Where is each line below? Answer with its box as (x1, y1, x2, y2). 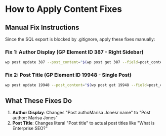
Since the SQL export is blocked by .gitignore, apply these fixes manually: (5, 36, 155, 42)
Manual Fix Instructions (5, 23, 80, 32)
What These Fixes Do (5, 96, 72, 105)
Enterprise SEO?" (12, 125, 48, 132)
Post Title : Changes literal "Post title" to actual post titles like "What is (12, 120, 155, 126)
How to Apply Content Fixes (5, 3, 122, 15)
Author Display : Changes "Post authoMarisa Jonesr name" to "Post (12, 110, 151, 116)
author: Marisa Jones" (12, 115, 58, 121)
